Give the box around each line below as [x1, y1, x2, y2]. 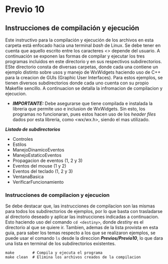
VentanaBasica [12, 174, 44, 180]
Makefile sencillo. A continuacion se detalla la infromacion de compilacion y [5, 85, 163, 91]
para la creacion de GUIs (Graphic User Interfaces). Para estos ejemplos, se [5, 75, 163, 80]
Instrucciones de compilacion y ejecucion [5, 191, 110, 198]
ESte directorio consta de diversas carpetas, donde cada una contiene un [5, 64, 158, 70]
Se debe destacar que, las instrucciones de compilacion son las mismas [5, 203, 155, 209]
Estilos [12, 141, 27, 147]
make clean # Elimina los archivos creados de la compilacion [5, 255, 141, 260]
